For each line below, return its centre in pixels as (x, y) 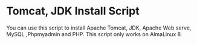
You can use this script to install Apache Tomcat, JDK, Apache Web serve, (99, 28)
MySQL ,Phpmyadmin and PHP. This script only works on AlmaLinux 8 (94, 34)
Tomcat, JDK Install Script (73, 11)
